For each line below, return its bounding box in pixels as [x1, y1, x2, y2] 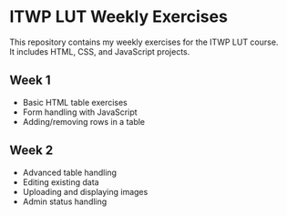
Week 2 [9, 143, 54, 159]
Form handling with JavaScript [22, 107, 138, 118]
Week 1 [9, 73, 51, 88]
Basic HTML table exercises [22, 97, 128, 108]
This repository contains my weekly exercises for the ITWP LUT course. [9, 36, 279, 47]
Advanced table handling [22, 167, 117, 178]
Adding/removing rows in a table [22, 116, 146, 127]
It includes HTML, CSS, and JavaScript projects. [9, 46, 190, 57]
